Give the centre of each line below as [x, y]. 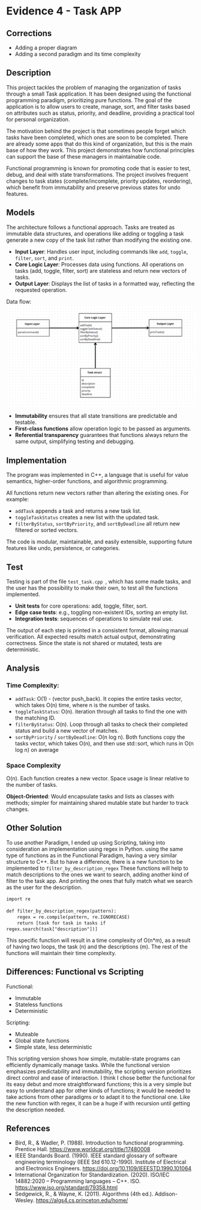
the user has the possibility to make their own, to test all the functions [92, 588]
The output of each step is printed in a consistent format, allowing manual [97, 630]
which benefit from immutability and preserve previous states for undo [94, 187]
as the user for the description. [44, 887]
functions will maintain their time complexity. [61, 953]
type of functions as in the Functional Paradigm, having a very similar [92, 855]
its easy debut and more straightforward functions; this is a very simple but [99, 1084]
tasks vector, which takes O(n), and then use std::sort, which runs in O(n [104, 743]
